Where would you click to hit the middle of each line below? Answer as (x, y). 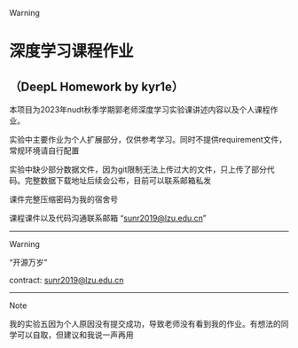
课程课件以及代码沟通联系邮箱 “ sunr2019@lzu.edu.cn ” (108, 218)
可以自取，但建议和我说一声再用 (75, 335)
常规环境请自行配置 (44, 151)
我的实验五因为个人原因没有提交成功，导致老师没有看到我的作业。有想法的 (145, 324)
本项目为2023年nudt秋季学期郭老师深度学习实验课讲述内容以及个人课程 (140, 109)
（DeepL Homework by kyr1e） (97, 86)
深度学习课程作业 (72, 51)
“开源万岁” (28, 262)
